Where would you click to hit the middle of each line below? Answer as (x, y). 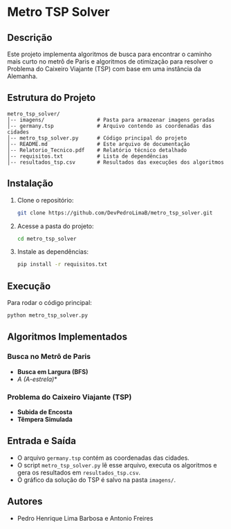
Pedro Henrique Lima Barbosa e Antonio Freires (85, 518)
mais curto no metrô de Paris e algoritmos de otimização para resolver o (110, 62)
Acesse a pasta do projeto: (56, 226)
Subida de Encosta (45, 411)
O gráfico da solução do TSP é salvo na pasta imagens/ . (96, 480)
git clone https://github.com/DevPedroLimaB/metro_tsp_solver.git (115, 213)
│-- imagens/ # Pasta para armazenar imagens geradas (111, 120)
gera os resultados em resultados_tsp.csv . (78, 472)
